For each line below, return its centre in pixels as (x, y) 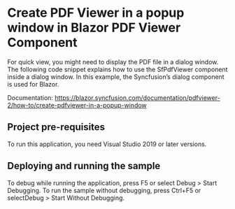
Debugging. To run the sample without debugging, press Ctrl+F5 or (104, 190)
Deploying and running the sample (84, 166)
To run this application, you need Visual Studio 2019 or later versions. (107, 144)
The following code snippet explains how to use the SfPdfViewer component (117, 69)
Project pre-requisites (56, 127)
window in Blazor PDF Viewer (94, 28)
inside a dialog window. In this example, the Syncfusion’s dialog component (116, 77)
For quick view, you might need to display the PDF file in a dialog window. (113, 62)
